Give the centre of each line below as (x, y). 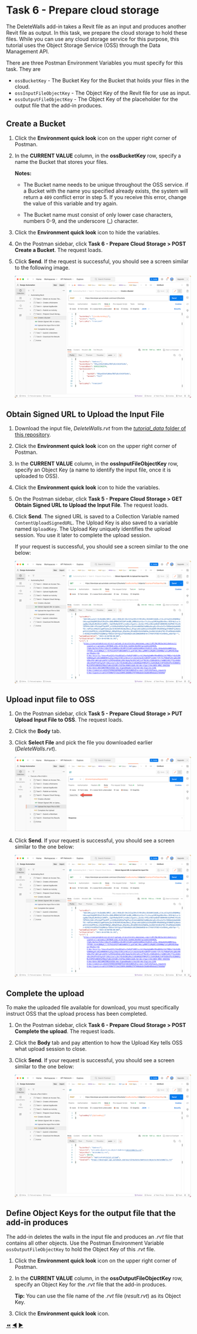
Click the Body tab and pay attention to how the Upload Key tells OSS (98, 1043)
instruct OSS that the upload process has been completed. (77, 1014)
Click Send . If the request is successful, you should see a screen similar (101, 261)
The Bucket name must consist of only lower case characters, (98, 214)
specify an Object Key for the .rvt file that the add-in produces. (91, 1284)
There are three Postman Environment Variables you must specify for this (95, 63)
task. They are (23, 69)
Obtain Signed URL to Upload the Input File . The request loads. (91, 505)
